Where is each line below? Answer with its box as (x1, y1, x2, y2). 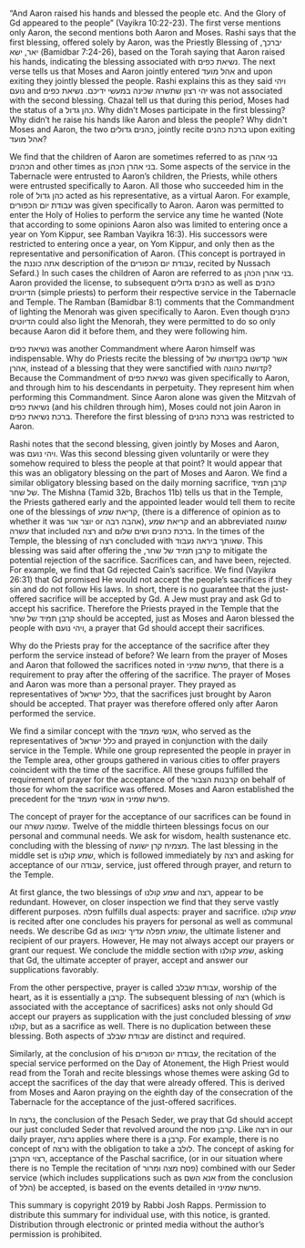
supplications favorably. (9, 964, 99, 975)
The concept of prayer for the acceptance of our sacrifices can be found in (9, 811, 291, 821)
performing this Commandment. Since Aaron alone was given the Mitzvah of (9, 392, 297, 402)
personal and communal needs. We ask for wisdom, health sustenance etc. (9, 830, 291, 841)
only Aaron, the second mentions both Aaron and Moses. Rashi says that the (9, 27, 297, 37)
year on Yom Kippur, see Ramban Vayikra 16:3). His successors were (9, 229, 268, 240)
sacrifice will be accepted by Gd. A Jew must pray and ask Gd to (38, 593, 282, 604)
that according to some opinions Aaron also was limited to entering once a (9, 219, 289, 230)
